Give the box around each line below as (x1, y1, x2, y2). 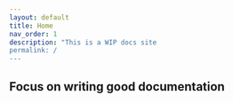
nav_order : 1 (9, 29, 58, 38)
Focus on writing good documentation (9, 79, 225, 94)
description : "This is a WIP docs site (9, 37, 157, 47)
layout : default (9, 12, 69, 22)
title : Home (9, 21, 53, 30)
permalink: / (9, 46, 58, 55)
